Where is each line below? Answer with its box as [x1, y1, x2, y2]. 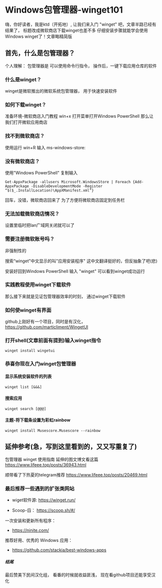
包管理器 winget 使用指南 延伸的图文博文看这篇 [5, 456, 99, 462]
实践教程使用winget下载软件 [5, 282, 72, 288]
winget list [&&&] [5, 384, 42, 389]
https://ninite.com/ [12, 527, 49, 533]
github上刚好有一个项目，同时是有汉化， [5, 318, 86, 325]
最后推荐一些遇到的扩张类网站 [5, 485, 75, 492]
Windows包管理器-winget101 [5, 4, 123, 16]
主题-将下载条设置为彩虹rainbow [5, 417, 71, 423]
